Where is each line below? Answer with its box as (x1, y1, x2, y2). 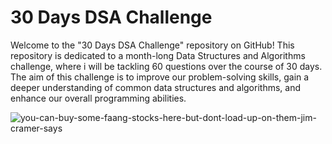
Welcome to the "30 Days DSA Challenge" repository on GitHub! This (10, 39, 295, 51)
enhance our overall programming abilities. (10, 92, 187, 104)
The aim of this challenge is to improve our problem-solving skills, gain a (10, 71, 310, 83)
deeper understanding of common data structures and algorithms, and (10, 81, 302, 93)
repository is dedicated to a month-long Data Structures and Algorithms (10, 49, 306, 61)
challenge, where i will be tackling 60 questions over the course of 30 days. (10, 60, 323, 72)
